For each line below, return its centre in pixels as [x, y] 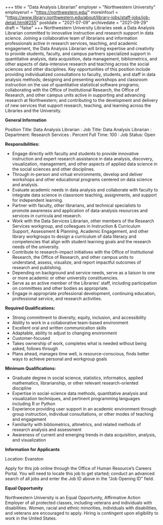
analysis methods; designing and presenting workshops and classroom [76, 79]
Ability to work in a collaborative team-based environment [70, 323]
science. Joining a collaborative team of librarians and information [71, 38]
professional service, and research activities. [57, 299]
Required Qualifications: [30, 308]
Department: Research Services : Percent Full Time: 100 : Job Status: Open [80, 135]
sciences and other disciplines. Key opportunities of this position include [78, 69]
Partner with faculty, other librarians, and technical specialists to [76, 205]
